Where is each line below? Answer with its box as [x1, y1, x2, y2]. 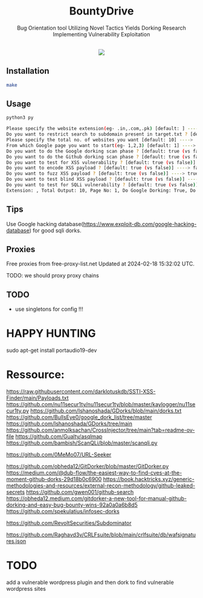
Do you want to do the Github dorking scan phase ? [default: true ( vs [6, 154, 190, 160]
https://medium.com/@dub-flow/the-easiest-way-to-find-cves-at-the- [6, 469, 182, 476]
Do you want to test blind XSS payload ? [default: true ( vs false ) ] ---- [6, 177, 199, 183]
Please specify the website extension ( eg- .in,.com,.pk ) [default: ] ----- [6, 126, 201, 132]
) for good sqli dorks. [29, 227, 82, 234]
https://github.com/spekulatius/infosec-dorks [6, 508, 120, 515]
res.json [6, 538, 27, 545]
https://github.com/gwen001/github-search [26, 489, 134, 496]
